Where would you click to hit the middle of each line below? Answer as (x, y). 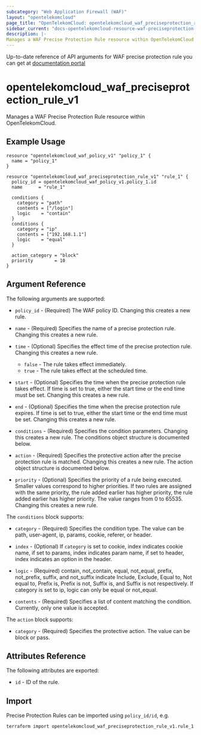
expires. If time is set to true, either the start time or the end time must (101, 413)
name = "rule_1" (39, 187)
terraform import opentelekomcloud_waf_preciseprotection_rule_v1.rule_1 (100, 727)
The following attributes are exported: (53, 671)
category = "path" (40, 203)
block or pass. (32, 637)
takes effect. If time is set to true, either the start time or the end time (100, 388)
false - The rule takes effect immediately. (75, 364)
